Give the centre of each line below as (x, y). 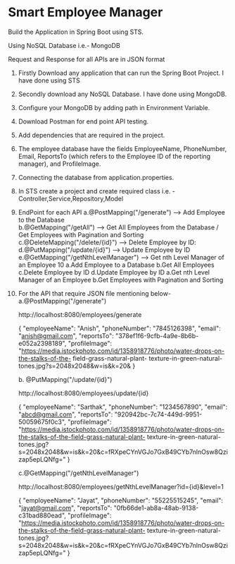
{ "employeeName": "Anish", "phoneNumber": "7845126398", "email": (119, 328)
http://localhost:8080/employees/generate (80, 314)
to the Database (42, 220)
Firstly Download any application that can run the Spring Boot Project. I (121, 73)
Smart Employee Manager (85, 12)
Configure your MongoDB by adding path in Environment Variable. (114, 107)
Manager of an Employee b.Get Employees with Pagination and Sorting (121, 280)
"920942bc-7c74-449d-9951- (158, 414)
